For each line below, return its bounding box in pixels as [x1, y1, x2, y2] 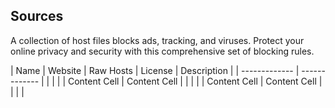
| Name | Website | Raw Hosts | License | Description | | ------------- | [10, 64, 300, 76]
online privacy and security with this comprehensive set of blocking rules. [10, 45, 315, 57]
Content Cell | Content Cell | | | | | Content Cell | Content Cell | [67, 75, 323, 87]
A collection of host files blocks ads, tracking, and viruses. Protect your [10, 34, 305, 46]
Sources [10, 8, 64, 25]
